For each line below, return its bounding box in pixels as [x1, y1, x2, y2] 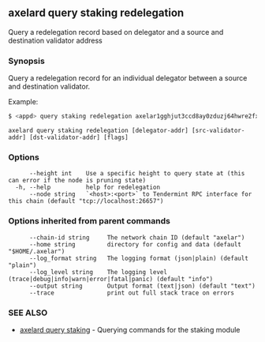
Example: [8, 97, 39, 107]
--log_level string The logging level [28, 268, 168, 276]
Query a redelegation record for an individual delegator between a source [8, 73, 248, 83]
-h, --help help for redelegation [15, 183, 160, 192]
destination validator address [8, 36, 103, 45]
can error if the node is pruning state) [8, 177, 147, 185]
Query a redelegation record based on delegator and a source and [8, 27, 224, 36]
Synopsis [8, 55, 45, 66]
